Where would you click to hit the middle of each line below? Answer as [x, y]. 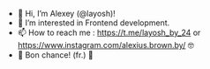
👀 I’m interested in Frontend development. [94, 23]
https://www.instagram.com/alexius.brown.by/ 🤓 [105, 45]
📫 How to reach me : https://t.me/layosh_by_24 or [109, 32]
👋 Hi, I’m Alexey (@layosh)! [67, 14]
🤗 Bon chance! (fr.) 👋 [56, 55]
